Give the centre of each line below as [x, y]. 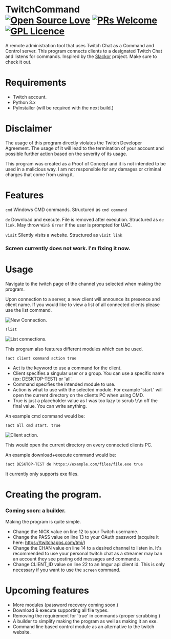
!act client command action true [41, 358]
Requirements [36, 83]
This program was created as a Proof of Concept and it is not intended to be [86, 163]
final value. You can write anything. [50, 406]
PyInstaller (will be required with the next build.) [63, 108]
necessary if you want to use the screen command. [67, 570]
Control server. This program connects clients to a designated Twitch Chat [84, 51]
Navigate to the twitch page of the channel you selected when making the [83, 284]
